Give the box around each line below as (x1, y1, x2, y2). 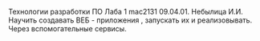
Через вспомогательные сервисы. (8, 24, 127, 33)
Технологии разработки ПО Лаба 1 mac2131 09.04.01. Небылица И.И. (8, 7, 243, 16)
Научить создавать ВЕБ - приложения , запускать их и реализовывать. (8, 15, 253, 25)
